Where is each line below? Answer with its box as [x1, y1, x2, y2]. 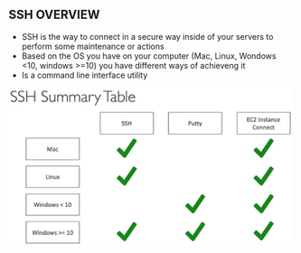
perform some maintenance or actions [21, 41, 165, 52]
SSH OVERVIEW [8, 7, 100, 23]
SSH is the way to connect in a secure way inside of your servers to [21, 31, 274, 42]
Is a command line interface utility [21, 70, 148, 80]
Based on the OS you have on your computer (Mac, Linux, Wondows [21, 50, 277, 61]
